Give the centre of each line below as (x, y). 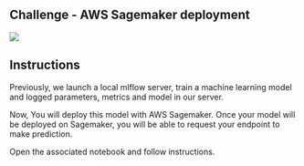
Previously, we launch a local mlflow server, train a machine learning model (151, 87)
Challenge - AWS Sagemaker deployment (130, 15)
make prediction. (41, 134)
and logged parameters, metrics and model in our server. (116, 97)
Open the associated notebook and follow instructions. (112, 151)
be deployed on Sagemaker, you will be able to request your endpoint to (145, 124)
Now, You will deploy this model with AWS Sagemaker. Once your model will (152, 114)
